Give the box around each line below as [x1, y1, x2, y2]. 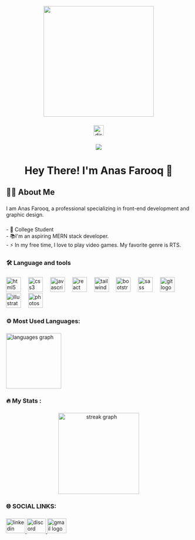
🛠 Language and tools [6, 259, 72, 267]
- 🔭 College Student [6, 226, 54, 233]
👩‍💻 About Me [6, 187, 55, 197]
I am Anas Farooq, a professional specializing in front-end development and [6, 205, 190, 212]
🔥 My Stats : [6, 397, 42, 405]
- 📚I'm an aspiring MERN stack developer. [6, 233, 109, 240]
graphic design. [6, 211, 44, 218]
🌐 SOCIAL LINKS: [6, 502, 57, 510]
